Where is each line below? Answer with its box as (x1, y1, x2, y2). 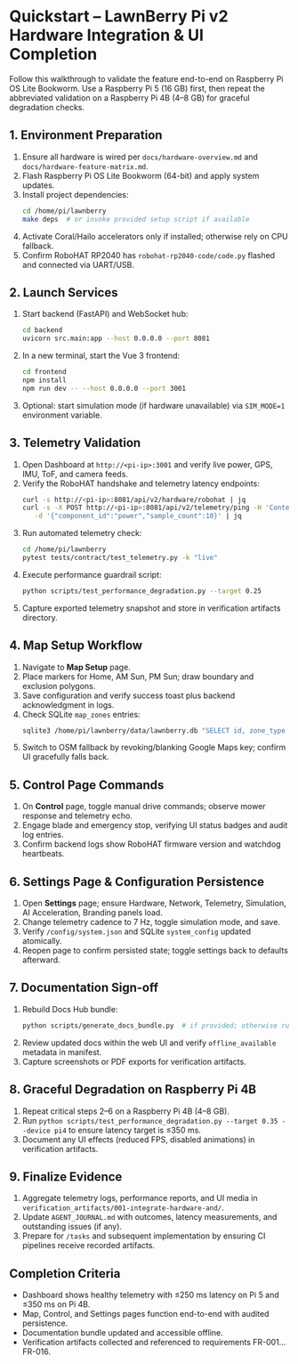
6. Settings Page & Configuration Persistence (9, 874, 265, 889)
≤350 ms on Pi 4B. (21, 1299, 91, 1310)
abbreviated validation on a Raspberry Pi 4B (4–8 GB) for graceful (9, 92, 251, 103)
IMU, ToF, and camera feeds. (21, 468, 129, 479)
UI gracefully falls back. (21, 751, 109, 762)
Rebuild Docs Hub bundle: (21, 1003, 118, 1014)
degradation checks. (9, 101, 85, 112)
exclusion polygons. (21, 680, 96, 691)
